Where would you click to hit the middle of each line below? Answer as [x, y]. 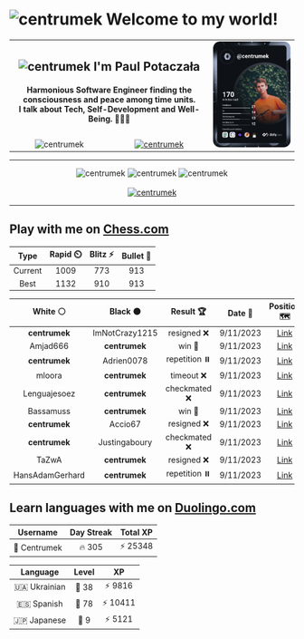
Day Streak [91, 532]
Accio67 [125, 424]
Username [38, 532]
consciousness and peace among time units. [109, 100]
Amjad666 [49, 346]
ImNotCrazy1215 [125, 333]
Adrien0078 [125, 360]
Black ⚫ [125, 312]
